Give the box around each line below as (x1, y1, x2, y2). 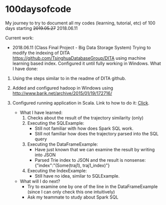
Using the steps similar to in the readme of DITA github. (12, 75, 126, 81)
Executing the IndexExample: (27, 168, 87, 174)
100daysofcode (5, 3, 71, 15)
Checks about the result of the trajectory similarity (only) (27, 114, 144, 120)
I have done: (12, 66, 38, 72)
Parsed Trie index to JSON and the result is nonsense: (34, 157, 146, 163)
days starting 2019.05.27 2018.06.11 (5, 25, 78, 31)
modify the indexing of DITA (12, 50, 70, 56)
